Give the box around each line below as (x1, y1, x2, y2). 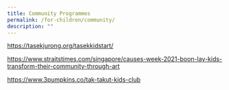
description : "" (7, 23, 54, 30)
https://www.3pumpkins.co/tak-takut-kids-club (7, 76, 141, 84)
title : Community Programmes (7, 10, 91, 17)
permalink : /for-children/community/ (7, 16, 116, 23)
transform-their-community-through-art (7, 63, 120, 71)
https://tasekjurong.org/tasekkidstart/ (7, 42, 113, 50)
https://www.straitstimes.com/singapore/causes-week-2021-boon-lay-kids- (7, 55, 223, 63)
